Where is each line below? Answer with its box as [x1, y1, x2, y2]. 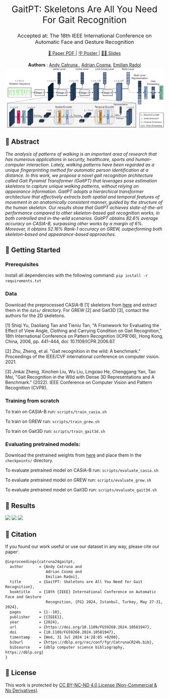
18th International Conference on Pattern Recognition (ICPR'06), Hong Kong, [5, 333, 163, 339]
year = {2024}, [10, 619, 59, 624]
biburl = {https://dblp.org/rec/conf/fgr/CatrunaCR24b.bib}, [10, 640, 154, 645]
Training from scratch [5, 397, 59, 404]
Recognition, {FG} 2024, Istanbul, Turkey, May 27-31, [45, 599, 163, 604]
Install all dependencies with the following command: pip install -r [5, 272, 148, 278]
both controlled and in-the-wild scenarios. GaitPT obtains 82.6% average [5, 215, 158, 221]
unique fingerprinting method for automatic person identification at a [5, 167, 149, 173]
